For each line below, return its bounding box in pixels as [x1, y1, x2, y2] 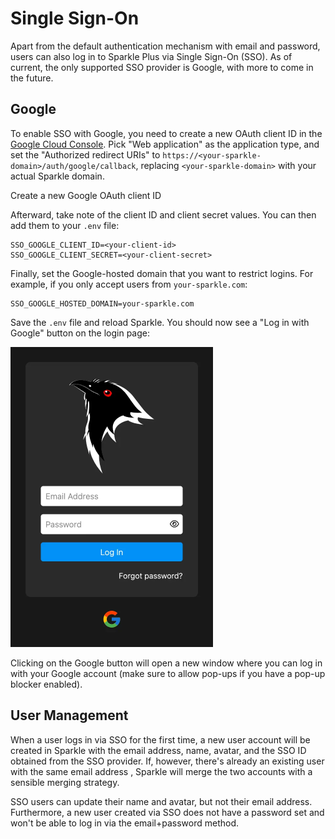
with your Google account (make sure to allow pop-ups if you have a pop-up [10, 667, 326, 679]
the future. [10, 72, 54, 84]
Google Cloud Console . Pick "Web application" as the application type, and [10, 138, 320, 150]
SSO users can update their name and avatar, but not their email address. [10, 795, 313, 807]
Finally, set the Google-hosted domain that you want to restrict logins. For [10, 267, 314, 279]
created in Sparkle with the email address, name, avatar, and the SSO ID [10, 744, 307, 756]
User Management [10, 707, 129, 724]
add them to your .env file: [10, 219, 120, 231]
